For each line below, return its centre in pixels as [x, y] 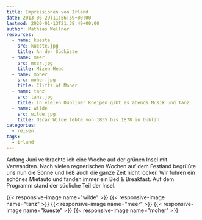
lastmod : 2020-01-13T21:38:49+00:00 [53, 23]
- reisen [23, 131]
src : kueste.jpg [38, 46]
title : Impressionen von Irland [47, 12]
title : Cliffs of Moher [48, 86]
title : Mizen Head [41, 69]
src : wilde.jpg [37, 114]
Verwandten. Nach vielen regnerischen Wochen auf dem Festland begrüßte [101, 166]
